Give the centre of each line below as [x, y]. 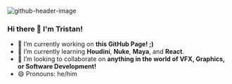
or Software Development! [57, 66]
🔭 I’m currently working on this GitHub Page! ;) [85, 44]
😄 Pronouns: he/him [47, 74]
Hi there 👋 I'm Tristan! [45, 29]
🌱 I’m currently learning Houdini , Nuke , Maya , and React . [101, 52]
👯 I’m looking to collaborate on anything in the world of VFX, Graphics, [121, 59]
